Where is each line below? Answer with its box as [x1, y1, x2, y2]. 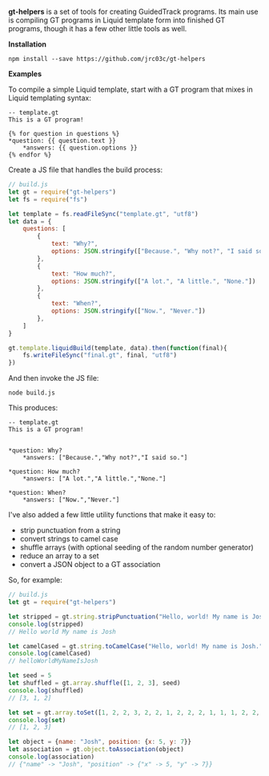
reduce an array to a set [19, 551, 99, 561]
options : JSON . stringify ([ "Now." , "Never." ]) [50, 307, 206, 315]
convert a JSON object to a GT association [19, 560, 161, 570]
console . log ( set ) [8, 716, 66, 724]
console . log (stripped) [8, 620, 84, 628]
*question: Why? [8, 447, 62, 455]
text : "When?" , [50, 300, 102, 308]
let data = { [8, 217, 52, 226]
